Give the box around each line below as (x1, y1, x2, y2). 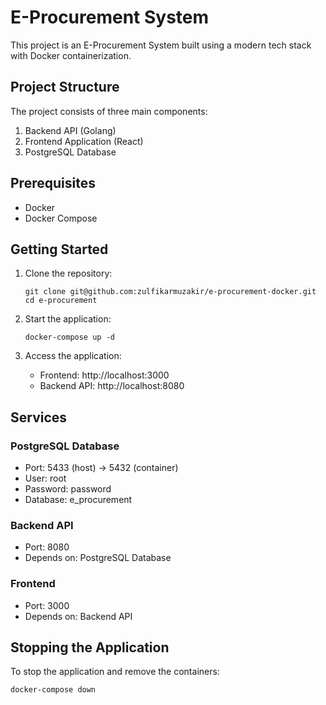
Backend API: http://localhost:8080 (39, 380, 185, 392)
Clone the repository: (24, 267, 113, 280)
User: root (24, 472, 67, 485)
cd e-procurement (24, 296, 98, 306)
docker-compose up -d (24, 332, 115, 343)
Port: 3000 (24, 599, 70, 611)
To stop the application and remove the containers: (10, 666, 220, 678)
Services (10, 409, 68, 426)
